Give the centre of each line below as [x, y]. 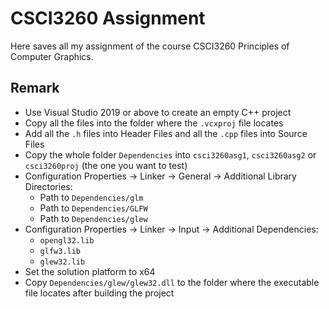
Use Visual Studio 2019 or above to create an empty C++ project [158, 112]
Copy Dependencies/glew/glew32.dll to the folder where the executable [172, 282]
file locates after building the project [99, 293]
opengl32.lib [67, 240]
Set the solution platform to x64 [90, 271]
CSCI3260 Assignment [108, 18]
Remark [35, 88]
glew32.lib [62, 262]
